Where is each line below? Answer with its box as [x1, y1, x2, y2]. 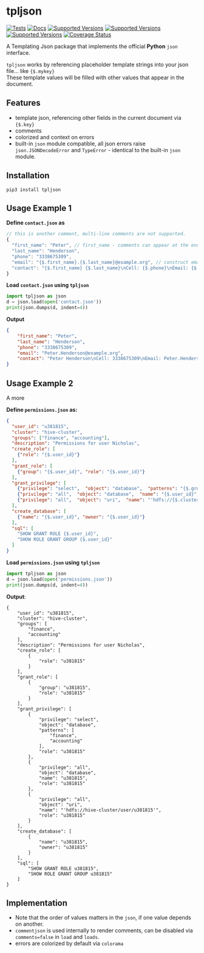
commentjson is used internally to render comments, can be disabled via [15, 927, 193, 934]
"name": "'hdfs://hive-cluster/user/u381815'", [38, 807, 162, 813]
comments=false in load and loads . [15, 934, 100, 941]
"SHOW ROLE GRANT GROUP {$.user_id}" [17, 536, 113, 542]
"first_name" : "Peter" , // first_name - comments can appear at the [12, 242, 189, 249]
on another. [15, 920, 44, 928]
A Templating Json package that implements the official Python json [6, 43, 178, 50]
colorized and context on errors [15, 133, 95, 140]
